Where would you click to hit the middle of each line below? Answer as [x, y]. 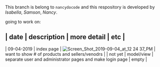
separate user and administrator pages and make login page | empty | [76, 59]
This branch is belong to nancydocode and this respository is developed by [80, 7]
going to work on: [23, 22]
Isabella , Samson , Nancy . [31, 12]
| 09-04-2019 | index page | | [80, 49]
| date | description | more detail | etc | [65, 37]
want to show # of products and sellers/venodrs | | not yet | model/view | [79, 54]
